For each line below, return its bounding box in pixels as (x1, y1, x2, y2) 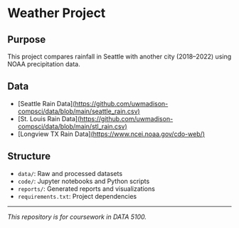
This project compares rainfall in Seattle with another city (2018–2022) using (7, 52, 232, 61)
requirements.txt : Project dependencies (17, 192, 137, 200)
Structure (7, 150, 51, 162)
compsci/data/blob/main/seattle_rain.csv (17, 107, 138, 115)
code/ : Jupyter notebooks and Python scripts (17, 177, 150, 185)
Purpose (7, 33, 46, 46)
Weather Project (7, 5, 106, 21)
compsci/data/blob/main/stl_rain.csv (17, 122, 125, 130)
